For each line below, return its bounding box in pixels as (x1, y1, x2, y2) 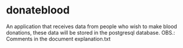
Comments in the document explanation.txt (6, 35, 111, 42)
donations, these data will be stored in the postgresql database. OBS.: (6, 29, 175, 36)
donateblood (6, 4, 70, 17)
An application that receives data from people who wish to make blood (6, 23, 178, 30)
